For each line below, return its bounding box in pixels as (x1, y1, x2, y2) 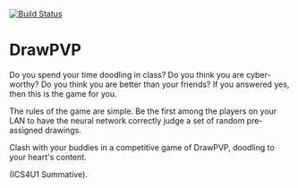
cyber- (245, 69, 271, 80)
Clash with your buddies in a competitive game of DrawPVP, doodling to (9, 141, 275, 152)
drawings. (44, 124, 82, 135)
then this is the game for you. (9, 88, 117, 98)
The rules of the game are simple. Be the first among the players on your (9, 106, 277, 116)
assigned (9, 124, 43, 135)
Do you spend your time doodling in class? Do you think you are (9, 69, 244, 80)
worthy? (9, 79, 39, 90)
